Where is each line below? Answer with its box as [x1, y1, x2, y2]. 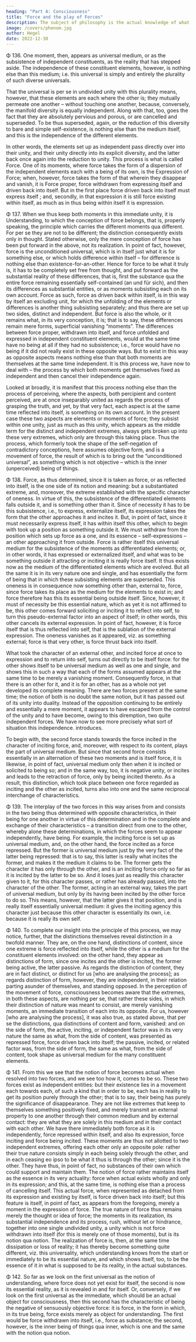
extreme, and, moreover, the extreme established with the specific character [6, 489, 191, 495]
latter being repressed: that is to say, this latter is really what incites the [6, 853, 177, 859]
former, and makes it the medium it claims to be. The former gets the [6, 859, 171, 866]
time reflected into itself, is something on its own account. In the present [6, 409, 180, 416]
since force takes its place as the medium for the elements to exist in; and [6, 589, 184, 595]
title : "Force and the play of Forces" [6, 14, 104, 20]
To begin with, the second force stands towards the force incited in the [6, 736, 177, 742]
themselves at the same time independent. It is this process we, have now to [6, 360, 190, 367]
